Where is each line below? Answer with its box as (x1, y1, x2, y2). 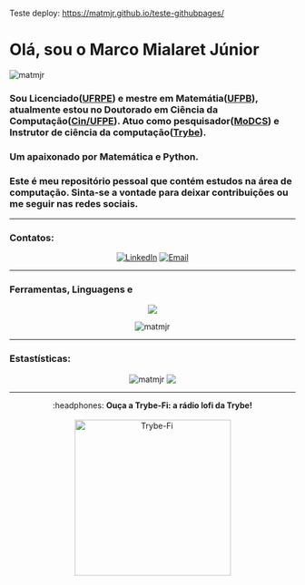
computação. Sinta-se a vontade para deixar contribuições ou (9, 186, 289, 199)
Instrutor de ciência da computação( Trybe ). (9, 126, 207, 139)
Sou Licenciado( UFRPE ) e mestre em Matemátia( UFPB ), (9, 92, 259, 104)
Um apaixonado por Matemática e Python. (9, 150, 200, 162)
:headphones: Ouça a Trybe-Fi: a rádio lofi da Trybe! (53, 399, 252, 411)
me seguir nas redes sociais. (9, 197, 139, 210)
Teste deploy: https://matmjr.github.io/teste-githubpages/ (9, 8, 225, 18)
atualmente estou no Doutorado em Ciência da (9, 103, 219, 116)
